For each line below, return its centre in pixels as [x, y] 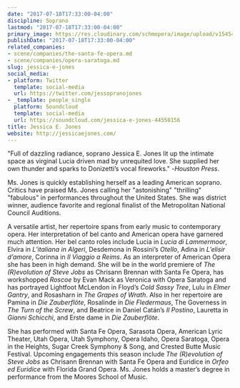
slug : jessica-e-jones [41, 67]
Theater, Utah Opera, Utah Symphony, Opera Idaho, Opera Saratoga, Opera [119, 339]
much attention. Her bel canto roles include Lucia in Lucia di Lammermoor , [117, 242]
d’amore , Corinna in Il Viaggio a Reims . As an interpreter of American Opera [119, 257]
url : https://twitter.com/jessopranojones [78, 93]
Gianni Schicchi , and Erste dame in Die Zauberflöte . [84, 317]
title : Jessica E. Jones [44, 127]
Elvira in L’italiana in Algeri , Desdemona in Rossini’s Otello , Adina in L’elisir [116, 250]
